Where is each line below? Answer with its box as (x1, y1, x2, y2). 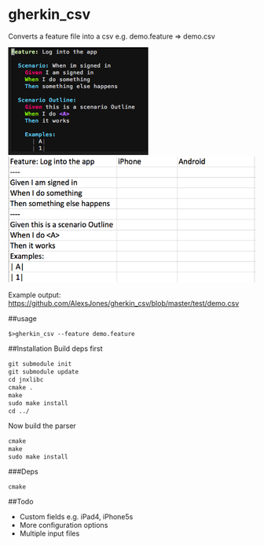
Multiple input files (19, 529, 80, 538)
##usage (8, 313, 38, 323)
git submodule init (8, 360, 72, 367)
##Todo (8, 496, 34, 506)
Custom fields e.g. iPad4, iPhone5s (19, 511, 134, 521)
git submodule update (8, 367, 79, 375)
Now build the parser (8, 421, 76, 430)
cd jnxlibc (8, 375, 44, 383)
